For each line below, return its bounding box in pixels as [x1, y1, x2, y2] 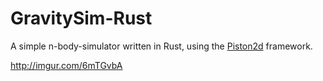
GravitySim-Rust [10, 7, 153, 30]
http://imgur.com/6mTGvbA [10, 59, 123, 71]
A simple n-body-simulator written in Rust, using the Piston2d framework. [10, 40, 313, 52]
